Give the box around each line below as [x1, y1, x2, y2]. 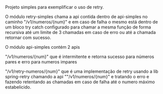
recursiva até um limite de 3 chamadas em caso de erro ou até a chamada [5, 30, 156, 35]
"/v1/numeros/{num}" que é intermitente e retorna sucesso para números [5, 54, 155, 60]
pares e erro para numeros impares [5, 59, 78, 64]
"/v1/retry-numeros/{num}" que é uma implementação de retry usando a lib [5, 68, 159, 74]
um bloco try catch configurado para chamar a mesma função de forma [5, 24, 152, 30]
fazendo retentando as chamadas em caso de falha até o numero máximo [5, 79, 155, 85]
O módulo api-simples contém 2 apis [5, 44, 80, 50]
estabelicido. [5, 84, 31, 90]
